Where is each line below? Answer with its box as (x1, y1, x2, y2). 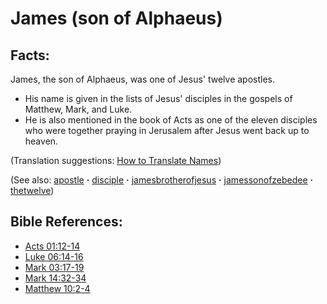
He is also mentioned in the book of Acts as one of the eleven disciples (24, 114, 318, 126)
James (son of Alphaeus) (10, 7, 223, 30)
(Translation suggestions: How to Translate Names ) (10, 155, 222, 166)
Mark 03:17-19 (24, 261, 85, 273)
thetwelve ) (10, 185, 55, 196)
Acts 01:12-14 (24, 240, 81, 252)
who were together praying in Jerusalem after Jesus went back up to (24, 125, 310, 136)
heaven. (24, 135, 59, 147)
